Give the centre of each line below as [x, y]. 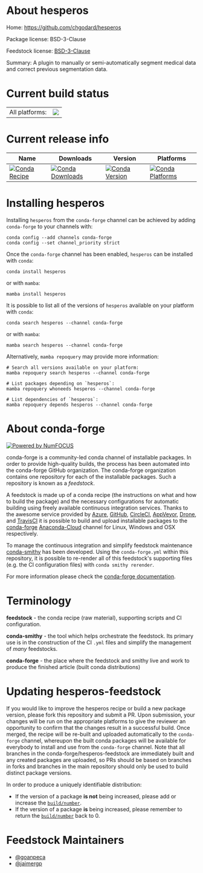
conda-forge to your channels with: [50, 226]
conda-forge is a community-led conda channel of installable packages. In [99, 457]
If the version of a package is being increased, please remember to [98, 809]
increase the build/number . [48, 803]
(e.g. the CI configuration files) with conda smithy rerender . [80, 564]
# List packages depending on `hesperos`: [60, 383]
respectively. [22, 533]
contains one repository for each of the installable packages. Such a [91, 476]
